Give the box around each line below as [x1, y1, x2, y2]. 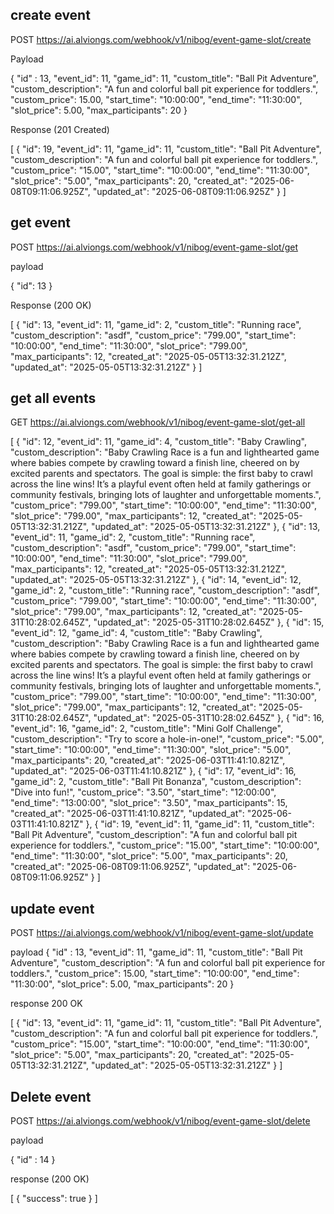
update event [10, 900, 95, 917]
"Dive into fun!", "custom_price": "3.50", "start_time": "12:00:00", [10, 786, 277, 798]
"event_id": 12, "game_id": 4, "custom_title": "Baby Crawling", [10, 627, 263, 639]
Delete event [10, 1088, 92, 1105]
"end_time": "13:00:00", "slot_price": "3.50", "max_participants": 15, [10, 797, 288, 809]
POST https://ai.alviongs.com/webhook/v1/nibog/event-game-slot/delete [10, 1115, 311, 1127]
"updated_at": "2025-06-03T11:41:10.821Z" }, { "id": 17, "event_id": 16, [10, 765, 297, 777]
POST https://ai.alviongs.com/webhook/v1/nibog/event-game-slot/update [10, 927, 314, 939]
